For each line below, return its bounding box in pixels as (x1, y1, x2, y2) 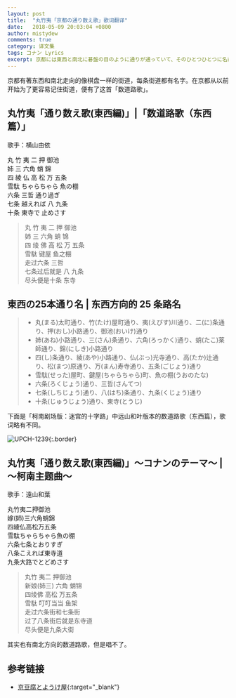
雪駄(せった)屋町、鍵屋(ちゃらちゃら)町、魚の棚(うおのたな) (34, 371, 209, 379)
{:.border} (48, 435, 77, 443)
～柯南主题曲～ (7, 470, 72, 482)
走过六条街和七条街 (24, 608, 81, 617)
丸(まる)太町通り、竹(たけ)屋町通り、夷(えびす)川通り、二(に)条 (34, 318, 219, 327)
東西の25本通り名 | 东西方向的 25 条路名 (7, 298, 181, 310)
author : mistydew (7, 29, 58, 37)
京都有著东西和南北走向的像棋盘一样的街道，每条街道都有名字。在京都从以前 (7, 76, 229, 84)
